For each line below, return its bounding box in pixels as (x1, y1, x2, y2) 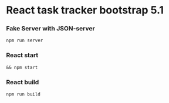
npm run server (6, 37, 43, 44)
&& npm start (6, 64, 38, 70)
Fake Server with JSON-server (6, 25, 95, 33)
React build (6, 78, 39, 86)
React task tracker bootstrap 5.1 (6, 4, 164, 17)
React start (6, 51, 39, 59)
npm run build (6, 91, 41, 97)
